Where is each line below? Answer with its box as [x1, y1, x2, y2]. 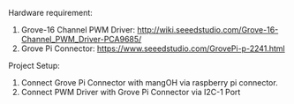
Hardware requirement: [8, 8, 94, 18]
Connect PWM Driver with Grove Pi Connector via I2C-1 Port [20, 87, 241, 97]
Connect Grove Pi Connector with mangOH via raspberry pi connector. [20, 78, 279, 87]
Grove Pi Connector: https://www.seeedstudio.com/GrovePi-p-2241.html [20, 43, 286, 54]
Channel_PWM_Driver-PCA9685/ [20, 34, 142, 44]
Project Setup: [8, 61, 61, 71]
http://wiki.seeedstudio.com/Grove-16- [137, 25, 279, 34]
